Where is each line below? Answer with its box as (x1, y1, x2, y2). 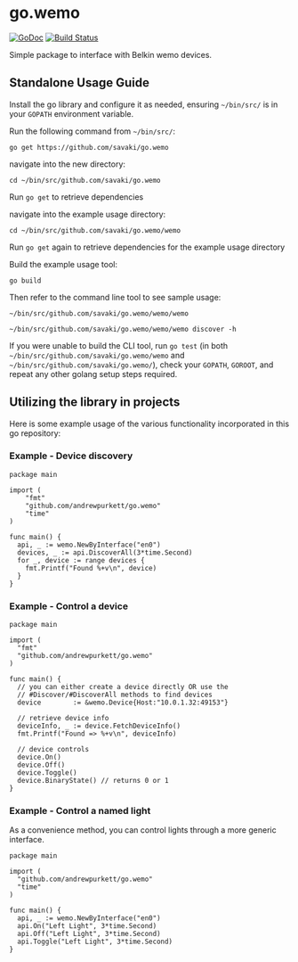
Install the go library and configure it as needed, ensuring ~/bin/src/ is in (9, 99, 278, 110)
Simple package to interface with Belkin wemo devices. (9, 49, 212, 60)
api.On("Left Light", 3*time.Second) (17, 922, 157, 931)
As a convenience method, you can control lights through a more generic (9, 825, 278, 835)
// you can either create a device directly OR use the (17, 683, 229, 692)
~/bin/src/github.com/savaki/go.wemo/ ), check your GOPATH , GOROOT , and (9, 359, 274, 370)
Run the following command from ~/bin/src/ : (9, 126, 176, 136)
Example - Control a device (9, 600, 129, 613)
